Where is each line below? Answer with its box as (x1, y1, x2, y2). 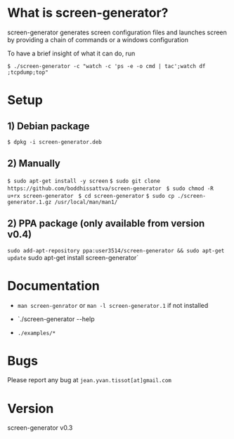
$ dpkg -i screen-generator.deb (7, 138, 102, 145)
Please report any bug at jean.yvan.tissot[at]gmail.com (7, 376, 172, 384)
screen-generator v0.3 (7, 424, 73, 432)
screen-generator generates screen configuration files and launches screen (7, 28, 227, 36)
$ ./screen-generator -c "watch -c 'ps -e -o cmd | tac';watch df (7, 62, 206, 69)
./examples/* (17, 330, 56, 337)
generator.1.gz (7, 198, 52, 205)
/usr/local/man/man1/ (54, 198, 118, 205)
